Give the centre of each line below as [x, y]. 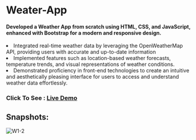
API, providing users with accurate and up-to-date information [81, 52]
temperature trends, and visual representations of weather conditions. [90, 64]
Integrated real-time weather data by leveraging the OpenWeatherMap [98, 46]
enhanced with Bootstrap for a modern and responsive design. [84, 33]
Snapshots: [27, 117]
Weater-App [37, 10]
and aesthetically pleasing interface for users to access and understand [93, 77]
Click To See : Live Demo [42, 98]
